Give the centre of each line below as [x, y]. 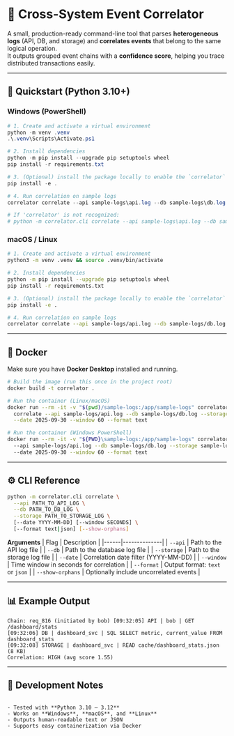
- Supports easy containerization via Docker [74, 726]
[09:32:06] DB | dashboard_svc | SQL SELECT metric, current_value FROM [115, 633]
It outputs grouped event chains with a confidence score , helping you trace [116, 56]
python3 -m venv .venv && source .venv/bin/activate [85, 261]
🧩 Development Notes [55, 685]
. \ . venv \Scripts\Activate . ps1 [51, 139]
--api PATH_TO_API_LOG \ [49, 503]
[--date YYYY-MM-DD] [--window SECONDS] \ [76, 523]
